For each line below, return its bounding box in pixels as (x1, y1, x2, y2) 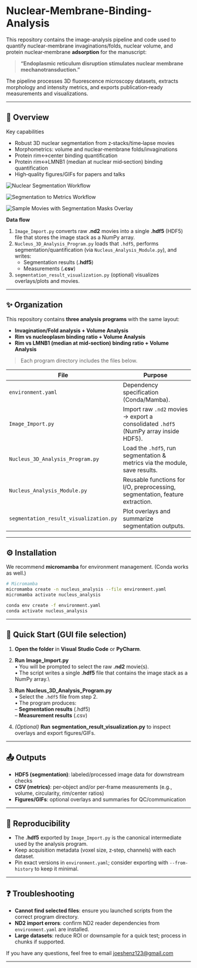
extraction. (123, 497, 152, 505)
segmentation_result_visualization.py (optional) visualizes (14, 271, 159, 278)
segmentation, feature (123, 490, 184, 498)
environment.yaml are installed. (14, 926, 90, 933)
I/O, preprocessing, (123, 483, 176, 491)
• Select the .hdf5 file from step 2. (14, 693, 98, 700)
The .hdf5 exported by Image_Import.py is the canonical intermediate (14, 834, 182, 841)
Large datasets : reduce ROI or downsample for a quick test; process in (14, 932, 186, 939)
